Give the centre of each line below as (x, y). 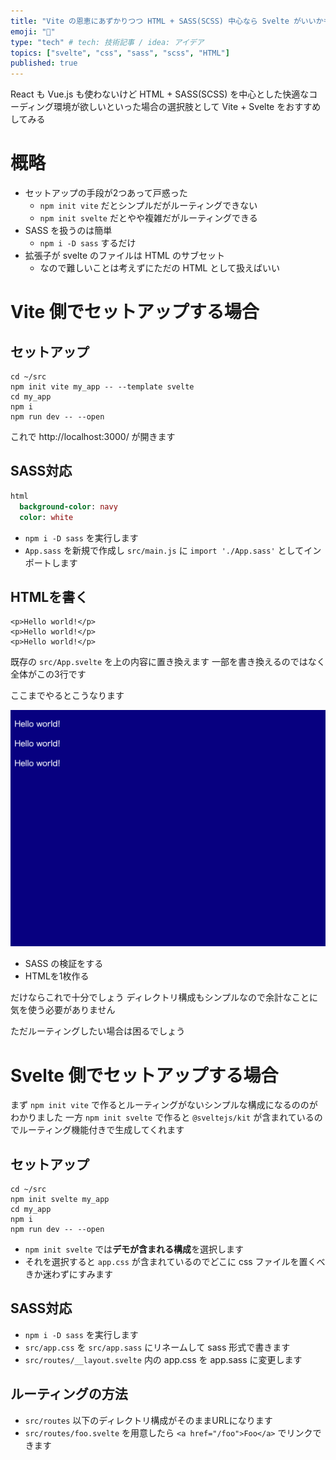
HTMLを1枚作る (57, 976)
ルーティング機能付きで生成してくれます (101, 1130)
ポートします (51, 562)
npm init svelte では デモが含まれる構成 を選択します (134, 1249)
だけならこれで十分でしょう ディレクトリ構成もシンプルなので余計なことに (164, 997)
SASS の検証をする (64, 964)
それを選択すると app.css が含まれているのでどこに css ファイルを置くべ (175, 1262)
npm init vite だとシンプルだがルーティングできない (148, 206)
